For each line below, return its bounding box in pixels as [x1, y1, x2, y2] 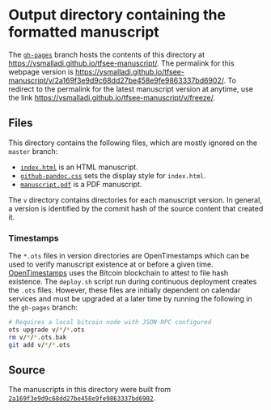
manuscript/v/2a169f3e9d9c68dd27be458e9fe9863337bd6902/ [8, 75, 224, 85]
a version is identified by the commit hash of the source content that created [8, 203, 264, 213]
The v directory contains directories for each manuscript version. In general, [8, 194, 263, 204]
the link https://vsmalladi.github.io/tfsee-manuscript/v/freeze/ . [8, 92, 216, 102]
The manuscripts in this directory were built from [8, 385, 171, 395]
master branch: [8, 146, 58, 156]
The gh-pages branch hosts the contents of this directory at [8, 49, 205, 59]
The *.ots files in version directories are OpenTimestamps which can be [8, 251, 249, 261]
